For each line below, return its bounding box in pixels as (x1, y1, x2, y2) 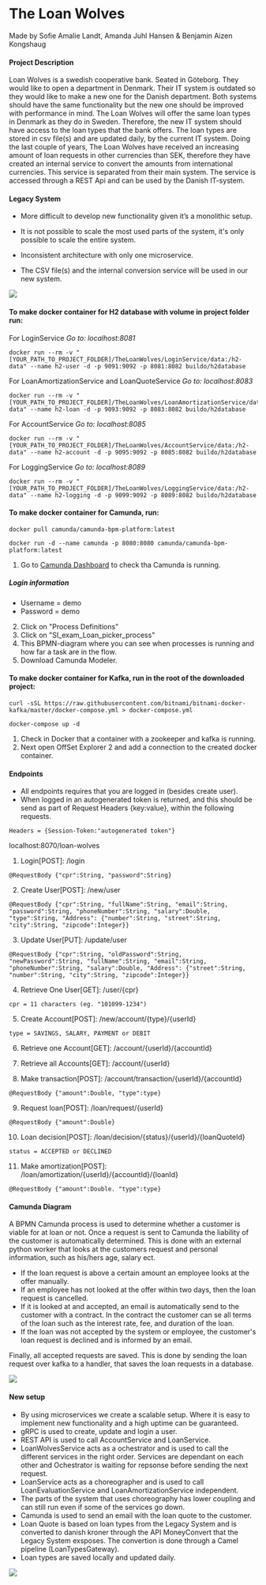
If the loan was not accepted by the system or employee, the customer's (20, 1327, 257, 1337)
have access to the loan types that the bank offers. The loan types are (9, 126, 238, 135)
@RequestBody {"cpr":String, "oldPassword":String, (9, 950, 182, 959)
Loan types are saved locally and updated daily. (20, 1553, 176, 1562)
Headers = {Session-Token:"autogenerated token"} (9, 827, 176, 835)
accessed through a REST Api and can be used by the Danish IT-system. (9, 175, 245, 186)
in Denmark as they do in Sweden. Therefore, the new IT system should (9, 117, 242, 126)
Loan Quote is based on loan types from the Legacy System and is (20, 1519, 238, 1528)
